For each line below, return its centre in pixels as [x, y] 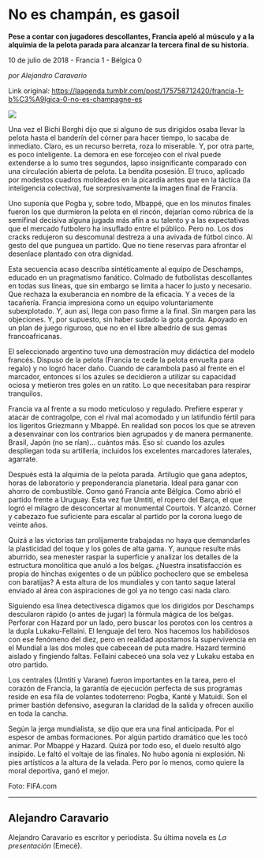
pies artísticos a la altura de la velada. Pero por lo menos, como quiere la [126, 762]
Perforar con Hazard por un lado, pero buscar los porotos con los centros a [131, 623]
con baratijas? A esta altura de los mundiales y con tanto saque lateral [122, 581]
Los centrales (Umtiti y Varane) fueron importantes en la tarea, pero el [122, 679]
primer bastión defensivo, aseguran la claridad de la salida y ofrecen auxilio [131, 705]
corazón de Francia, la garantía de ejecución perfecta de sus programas [125, 688]
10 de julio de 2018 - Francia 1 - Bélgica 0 [75, 60]
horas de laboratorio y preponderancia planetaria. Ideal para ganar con [123, 483]
